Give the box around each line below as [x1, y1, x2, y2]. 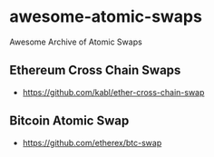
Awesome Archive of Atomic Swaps [9, 36, 142, 47]
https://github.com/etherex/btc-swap [22, 137, 162, 148]
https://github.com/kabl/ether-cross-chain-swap [22, 86, 205, 97]
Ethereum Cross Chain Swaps [9, 63, 181, 78]
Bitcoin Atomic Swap [9, 113, 130, 129]
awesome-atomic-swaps [9, 6, 202, 27]
